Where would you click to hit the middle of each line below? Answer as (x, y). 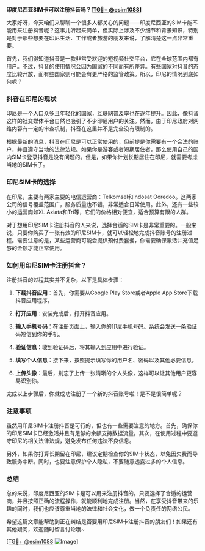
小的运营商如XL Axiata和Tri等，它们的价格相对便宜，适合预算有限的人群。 (99, 212)
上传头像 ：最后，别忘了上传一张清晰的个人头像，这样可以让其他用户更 (103, 373)
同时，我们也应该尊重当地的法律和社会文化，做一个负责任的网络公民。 (105, 509)
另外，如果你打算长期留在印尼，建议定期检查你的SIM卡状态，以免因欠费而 (99, 454)
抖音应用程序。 (34, 300)
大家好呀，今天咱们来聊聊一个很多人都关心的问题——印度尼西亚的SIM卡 (97, 23)
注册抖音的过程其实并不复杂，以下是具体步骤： (65, 279)
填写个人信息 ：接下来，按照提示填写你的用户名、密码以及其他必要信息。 (106, 360)
